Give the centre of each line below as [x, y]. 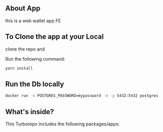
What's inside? [30, 112]
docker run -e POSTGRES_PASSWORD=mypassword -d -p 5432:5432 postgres [82, 96]
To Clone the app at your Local [55, 37]
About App [23, 8]
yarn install [19, 68]
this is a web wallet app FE [33, 20]
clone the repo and [25, 49]
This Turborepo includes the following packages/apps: [62, 124]
